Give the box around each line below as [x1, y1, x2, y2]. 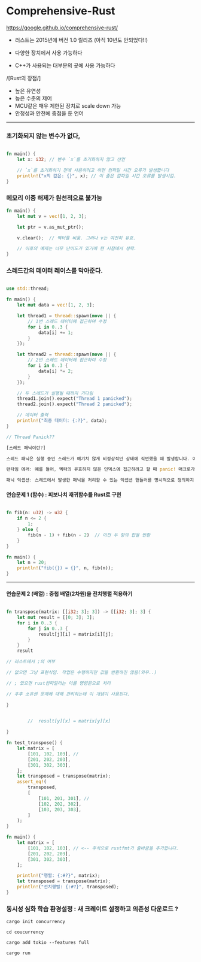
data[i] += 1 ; [38, 329, 74, 336]
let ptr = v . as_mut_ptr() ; [17, 224, 84, 230]
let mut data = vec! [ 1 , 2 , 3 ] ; [17, 302, 95, 308]
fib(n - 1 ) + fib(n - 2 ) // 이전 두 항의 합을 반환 [28, 532, 151, 538]
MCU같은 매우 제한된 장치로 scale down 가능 [14, 102, 121, 109]
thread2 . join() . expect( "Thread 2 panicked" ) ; [17, 401, 133, 408]
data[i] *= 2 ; [38, 368, 74, 374]
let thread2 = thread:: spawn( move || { [17, 351, 117, 357]
